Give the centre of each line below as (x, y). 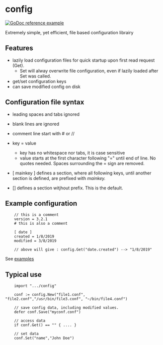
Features (19, 48)
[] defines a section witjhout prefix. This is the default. (68, 188)
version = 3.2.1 (31, 219)
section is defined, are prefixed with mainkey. (59, 178)
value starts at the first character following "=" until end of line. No (88, 158)
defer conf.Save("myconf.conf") (47, 312)
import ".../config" (35, 286)
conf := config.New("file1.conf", (50, 295)
